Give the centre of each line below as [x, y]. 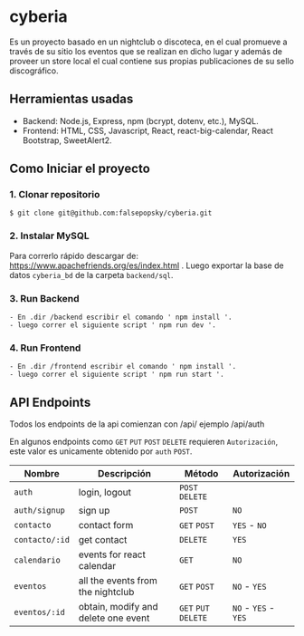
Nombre [42, 474]
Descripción [125, 474]
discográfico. [34, 71]
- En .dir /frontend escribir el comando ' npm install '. [123, 367]
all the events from [118, 581]
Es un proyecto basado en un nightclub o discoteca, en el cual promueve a [148, 42]
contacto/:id [42, 540]
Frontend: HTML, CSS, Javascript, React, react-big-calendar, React [148, 130]
